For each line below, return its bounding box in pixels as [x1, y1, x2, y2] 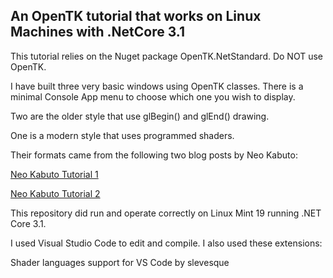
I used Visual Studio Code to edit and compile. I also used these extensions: [10, 237, 323, 249]
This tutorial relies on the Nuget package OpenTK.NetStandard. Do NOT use [10, 50, 324, 62]
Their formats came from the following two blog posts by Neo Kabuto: [10, 149, 298, 161]
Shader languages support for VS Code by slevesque [10, 256, 230, 268]
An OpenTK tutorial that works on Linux [10, 8, 262, 25]
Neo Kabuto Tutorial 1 [10, 168, 99, 180]
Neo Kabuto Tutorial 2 [10, 187, 101, 199]
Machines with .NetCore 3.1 [10, 24, 185, 41]
